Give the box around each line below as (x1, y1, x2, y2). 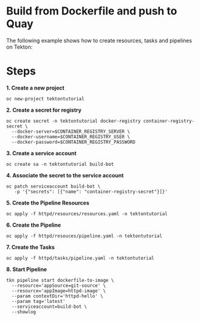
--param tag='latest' (11, 298, 66, 304)
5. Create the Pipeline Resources (6, 199, 89, 206)
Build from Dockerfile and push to (6, 4, 177, 18)
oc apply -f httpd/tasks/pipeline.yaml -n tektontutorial (6, 255, 154, 261)
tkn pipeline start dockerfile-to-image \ (6, 277, 114, 283)
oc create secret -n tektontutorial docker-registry (6, 118, 141, 124)
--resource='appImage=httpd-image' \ (11, 287, 106, 294)
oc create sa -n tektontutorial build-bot (6, 161, 114, 167)
